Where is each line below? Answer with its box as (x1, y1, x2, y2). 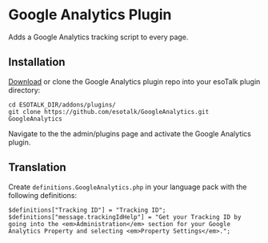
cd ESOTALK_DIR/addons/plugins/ (8, 100, 116, 109)
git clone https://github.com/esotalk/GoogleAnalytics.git (8, 107, 210, 115)
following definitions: (8, 190, 78, 200)
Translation (8, 160, 66, 174)
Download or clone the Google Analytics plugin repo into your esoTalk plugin (8, 76, 261, 86)
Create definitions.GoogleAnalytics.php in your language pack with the (8, 182, 247, 192)
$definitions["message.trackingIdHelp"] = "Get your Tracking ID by (8, 213, 242, 221)
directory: (8, 85, 41, 95)
